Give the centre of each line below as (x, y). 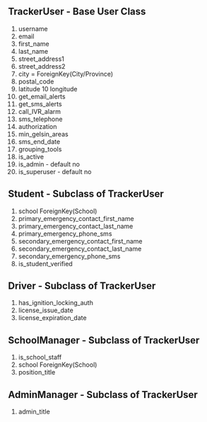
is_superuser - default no (55, 171)
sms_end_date (39, 142)
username (33, 28)
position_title (37, 372)
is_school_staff (40, 358)
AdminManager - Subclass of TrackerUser (103, 395)
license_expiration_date (52, 318)
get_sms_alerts (40, 104)
